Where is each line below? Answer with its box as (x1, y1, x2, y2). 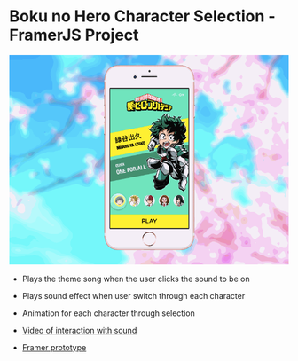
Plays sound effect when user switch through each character (21, 290, 246, 301)
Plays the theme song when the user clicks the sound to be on (21, 273, 250, 284)
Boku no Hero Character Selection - (9, 6, 277, 27)
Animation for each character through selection (21, 308, 195, 318)
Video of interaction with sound (21, 325, 137, 335)
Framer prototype (21, 341, 87, 352)
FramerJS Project (9, 25, 139, 45)
